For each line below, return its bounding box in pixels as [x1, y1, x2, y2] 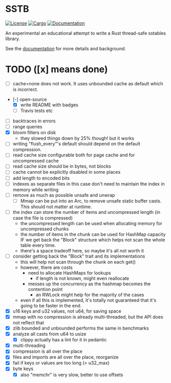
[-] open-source [12, 96, 47, 102]
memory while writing [12, 186, 59, 193]
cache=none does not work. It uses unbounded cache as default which [12, 80, 163, 86]
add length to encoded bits [12, 175, 70, 181]
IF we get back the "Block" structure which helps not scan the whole [20, 236, 165, 243]
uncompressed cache [12, 158, 59, 164]
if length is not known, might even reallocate [35, 275, 130, 281]
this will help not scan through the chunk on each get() [20, 259, 136, 265]
